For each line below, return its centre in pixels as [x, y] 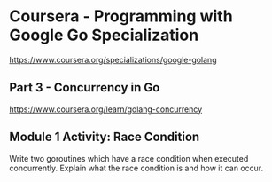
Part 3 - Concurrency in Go [85, 87]
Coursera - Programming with [121, 16]
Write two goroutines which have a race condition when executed [129, 158]
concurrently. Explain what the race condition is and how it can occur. [136, 168]
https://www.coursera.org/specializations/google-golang [113, 59]
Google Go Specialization [104, 35]
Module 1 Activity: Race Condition [105, 137]
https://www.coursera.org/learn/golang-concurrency [105, 109]
